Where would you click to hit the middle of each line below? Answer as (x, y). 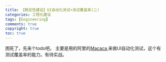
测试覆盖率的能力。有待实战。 (36, 54)
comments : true (21, 24)
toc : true (16, 33)
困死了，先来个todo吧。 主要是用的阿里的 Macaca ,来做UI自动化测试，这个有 (83, 48)
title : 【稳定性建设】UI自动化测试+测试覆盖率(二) (52, 10)
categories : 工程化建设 (28, 15)
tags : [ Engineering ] (27, 19)
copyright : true (22, 29)
